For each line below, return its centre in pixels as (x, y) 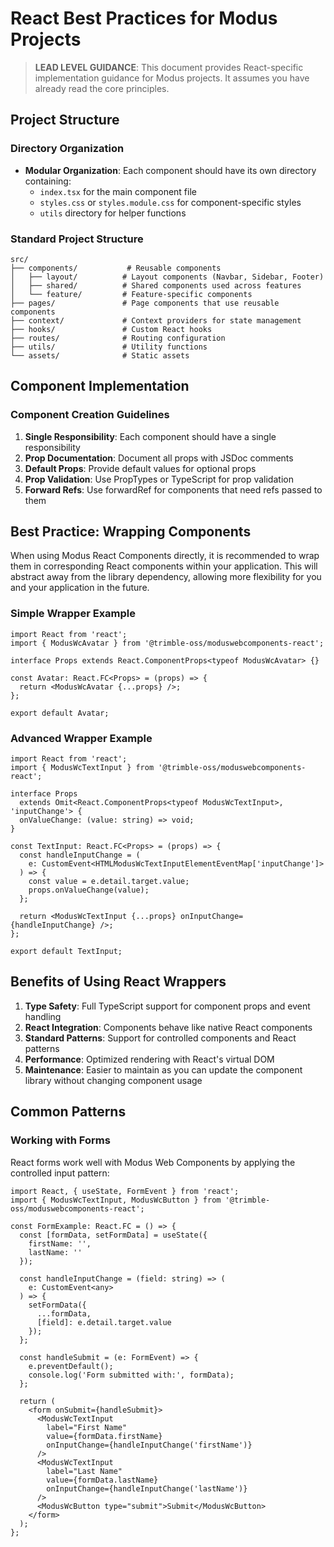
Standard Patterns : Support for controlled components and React (160, 1038)
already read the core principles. (102, 88)
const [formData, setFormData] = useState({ (113, 1235)
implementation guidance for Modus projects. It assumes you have (172, 78)
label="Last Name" (84, 1471)
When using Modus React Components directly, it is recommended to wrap (165, 556)
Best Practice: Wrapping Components (131, 531)
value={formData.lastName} (102, 1480)
